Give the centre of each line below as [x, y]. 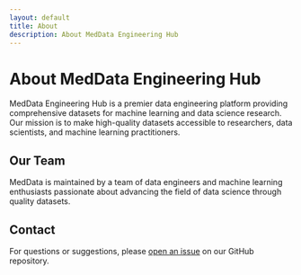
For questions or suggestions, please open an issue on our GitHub [132, 251]
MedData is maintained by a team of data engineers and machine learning [146, 182]
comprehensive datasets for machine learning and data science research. [146, 113]
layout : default [40, 18]
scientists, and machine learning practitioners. [95, 132]
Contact [32, 230]
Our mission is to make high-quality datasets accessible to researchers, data [151, 123]
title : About [34, 26]
